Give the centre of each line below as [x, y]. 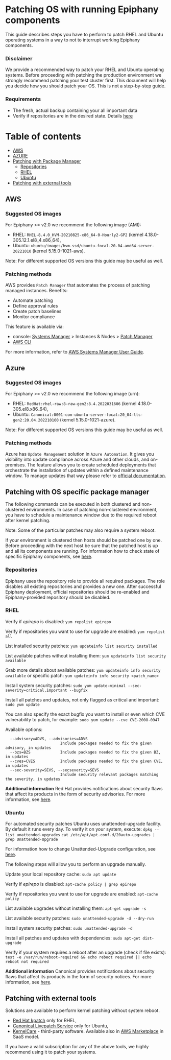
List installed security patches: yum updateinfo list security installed [81, 646]
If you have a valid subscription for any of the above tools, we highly [77, 1046]
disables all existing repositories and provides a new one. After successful [83, 586]
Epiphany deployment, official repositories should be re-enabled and [77, 592]
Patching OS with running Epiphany [82, 9]
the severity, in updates [33, 779]
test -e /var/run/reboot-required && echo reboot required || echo [79, 957]
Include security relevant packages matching [109, 774]
